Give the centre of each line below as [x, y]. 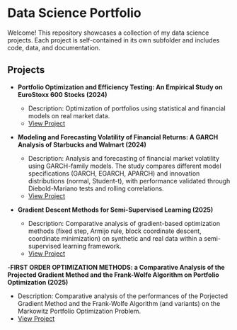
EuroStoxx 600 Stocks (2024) [62, 94]
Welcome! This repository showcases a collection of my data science [108, 33]
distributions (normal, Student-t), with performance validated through [129, 181]
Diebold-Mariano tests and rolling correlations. [96, 188]
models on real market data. [69, 115]
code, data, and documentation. [54, 47]
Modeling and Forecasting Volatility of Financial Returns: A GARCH [118, 137]
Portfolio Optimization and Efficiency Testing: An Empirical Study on [120, 87]
